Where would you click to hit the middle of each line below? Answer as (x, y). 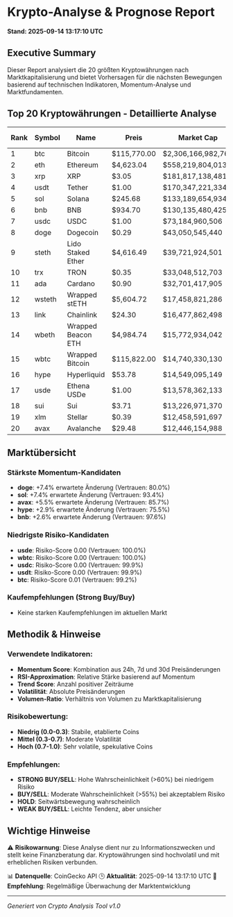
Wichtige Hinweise (49, 831)
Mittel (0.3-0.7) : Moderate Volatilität (69, 739)
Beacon (79, 335)
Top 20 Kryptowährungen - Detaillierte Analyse (112, 114)
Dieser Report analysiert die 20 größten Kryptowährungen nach (98, 69)
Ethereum (83, 165)
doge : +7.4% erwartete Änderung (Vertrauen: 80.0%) (94, 488)
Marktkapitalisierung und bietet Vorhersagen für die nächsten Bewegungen (115, 77)
